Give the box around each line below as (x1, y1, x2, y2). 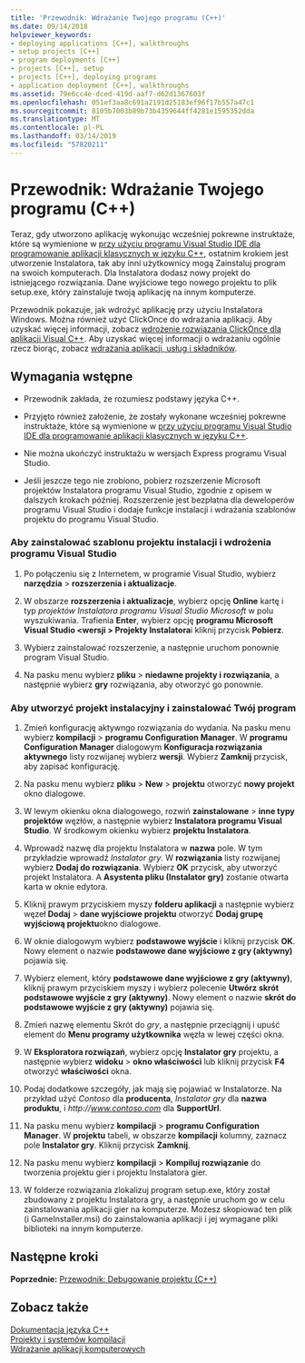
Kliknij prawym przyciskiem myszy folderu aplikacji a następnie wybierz (23, 899, 295, 910)
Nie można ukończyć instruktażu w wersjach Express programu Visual (23, 447, 287, 459)
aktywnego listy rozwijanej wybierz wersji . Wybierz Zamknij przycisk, (23, 751, 289, 762)
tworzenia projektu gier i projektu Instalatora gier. (23, 1167, 208, 1178)
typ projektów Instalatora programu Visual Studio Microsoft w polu (23, 605, 274, 616)
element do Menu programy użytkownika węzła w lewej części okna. (23, 1029, 285, 1040)
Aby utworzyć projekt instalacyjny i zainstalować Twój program (10, 701, 297, 714)
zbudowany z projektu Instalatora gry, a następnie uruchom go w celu (23, 1194, 285, 1205)
